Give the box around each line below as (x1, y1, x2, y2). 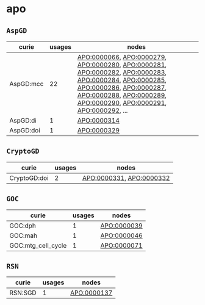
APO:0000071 (100, 241, 143, 249)
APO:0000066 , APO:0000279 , (77, 53, 167, 61)
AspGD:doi (9, 126, 41, 134)
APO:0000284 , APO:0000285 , (77, 76, 167, 84)
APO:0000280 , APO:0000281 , (77, 60, 167, 69)
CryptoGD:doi (9, 173, 49, 182)
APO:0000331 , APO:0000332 (82, 173, 170, 182)
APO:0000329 (77, 126, 120, 134)
